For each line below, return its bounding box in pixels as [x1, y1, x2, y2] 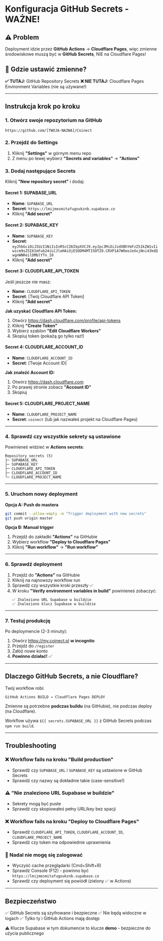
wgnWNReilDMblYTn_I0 [12, 253, 54, 257]
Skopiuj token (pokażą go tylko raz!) [12, 333, 84, 339]
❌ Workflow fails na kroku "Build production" [5, 756, 114, 763]
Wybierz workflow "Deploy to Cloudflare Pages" [12, 539, 111, 545]
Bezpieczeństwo [5, 897, 57, 905]
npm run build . [5, 723, 35, 728]
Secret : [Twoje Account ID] [12, 360, 67, 366]
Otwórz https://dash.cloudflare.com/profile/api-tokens [12, 317, 121, 323]
